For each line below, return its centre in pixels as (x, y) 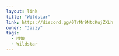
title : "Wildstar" (28, 17)
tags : (13, 33)
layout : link (22, 11)
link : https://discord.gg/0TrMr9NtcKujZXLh (60, 22)
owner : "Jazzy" (24, 28)
